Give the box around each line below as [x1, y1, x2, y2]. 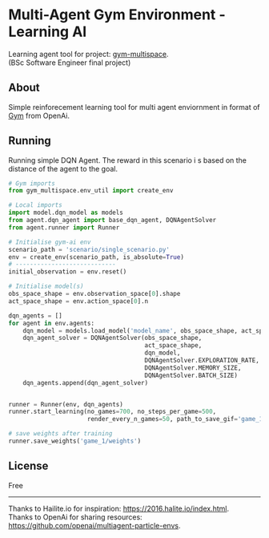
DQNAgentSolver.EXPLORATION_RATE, [144, 357, 260, 365]
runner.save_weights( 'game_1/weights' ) [8, 437, 142, 446]
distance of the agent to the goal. [8, 164, 118, 173]
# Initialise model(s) [8, 282, 84, 290]
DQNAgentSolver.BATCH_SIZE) [144, 371, 239, 379]
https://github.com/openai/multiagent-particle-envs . [8, 520, 181, 530]
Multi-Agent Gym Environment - [8, 6, 226, 24]
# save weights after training [8, 430, 113, 438]
